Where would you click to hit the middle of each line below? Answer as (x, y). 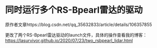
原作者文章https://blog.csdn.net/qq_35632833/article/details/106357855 (79, 24)
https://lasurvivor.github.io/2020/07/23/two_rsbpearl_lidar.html (69, 40)
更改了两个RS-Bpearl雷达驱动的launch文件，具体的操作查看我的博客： (76, 35)
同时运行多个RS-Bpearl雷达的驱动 (74, 10)
